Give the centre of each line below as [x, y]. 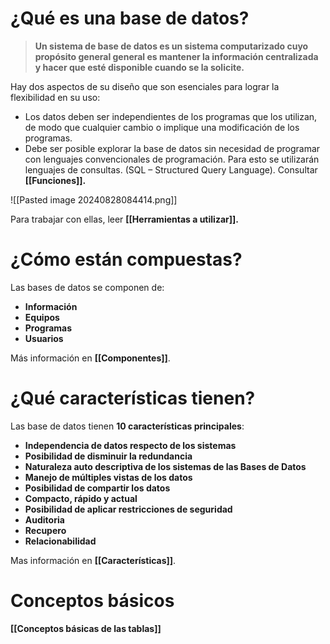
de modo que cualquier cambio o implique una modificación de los [162, 127]
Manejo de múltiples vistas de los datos [108, 477]
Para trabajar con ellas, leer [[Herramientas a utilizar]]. [124, 219]
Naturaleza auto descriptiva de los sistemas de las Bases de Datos [165, 466]
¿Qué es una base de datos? [130, 18]
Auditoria [44, 519]
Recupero [45, 530]
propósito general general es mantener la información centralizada [176, 56]
